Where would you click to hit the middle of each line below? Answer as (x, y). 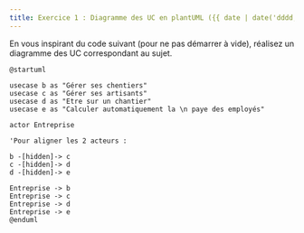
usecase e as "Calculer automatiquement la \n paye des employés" (137, 109)
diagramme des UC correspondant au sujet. (91, 53)
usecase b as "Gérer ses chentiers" (78, 85)
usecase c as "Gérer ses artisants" (78, 93)
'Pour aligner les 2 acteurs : (68, 141)
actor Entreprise (42, 125)
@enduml (24, 219)
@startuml (28, 70)
